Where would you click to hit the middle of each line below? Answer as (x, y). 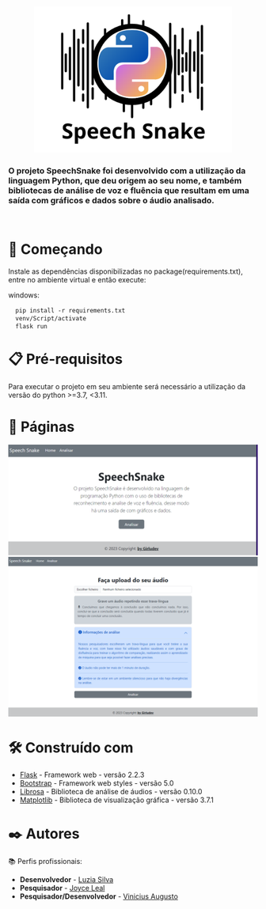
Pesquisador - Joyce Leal (62, 888)
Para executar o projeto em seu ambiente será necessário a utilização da (127, 387)
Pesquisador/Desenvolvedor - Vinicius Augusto (99, 896)
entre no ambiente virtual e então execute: (77, 280)
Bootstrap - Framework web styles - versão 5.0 (97, 783)
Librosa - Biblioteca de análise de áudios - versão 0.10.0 (111, 792)
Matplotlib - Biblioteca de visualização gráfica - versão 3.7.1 (116, 800)
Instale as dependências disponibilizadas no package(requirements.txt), (126, 271)
